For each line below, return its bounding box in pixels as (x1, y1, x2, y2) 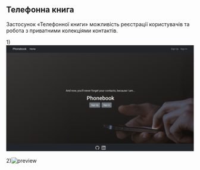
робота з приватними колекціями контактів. (6, 27, 118, 34)
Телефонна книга (6, 5, 74, 15)
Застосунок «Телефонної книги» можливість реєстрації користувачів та (6, 20, 190, 27)
